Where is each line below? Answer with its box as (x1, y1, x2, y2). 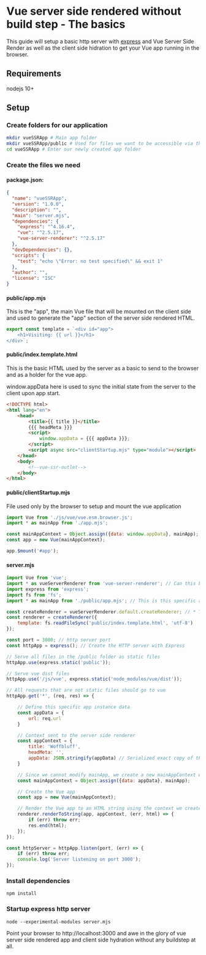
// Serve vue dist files (6, 670, 70, 676)
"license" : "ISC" (12, 275, 56, 282)
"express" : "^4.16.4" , (17, 224, 75, 230)
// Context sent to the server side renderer (17, 732, 136, 738)
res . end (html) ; (28, 822, 67, 829)
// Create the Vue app (17, 789, 75, 795)
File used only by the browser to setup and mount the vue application (6, 502, 182, 510)
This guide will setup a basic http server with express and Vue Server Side (6, 37, 194, 45)
